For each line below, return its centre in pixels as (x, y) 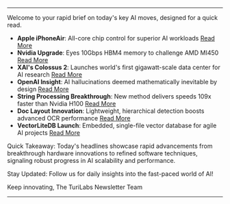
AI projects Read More (49, 133)
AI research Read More (49, 75)
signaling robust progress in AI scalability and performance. (91, 161)
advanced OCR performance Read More (74, 118)
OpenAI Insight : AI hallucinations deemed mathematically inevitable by (117, 82)
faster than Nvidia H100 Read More (66, 104)
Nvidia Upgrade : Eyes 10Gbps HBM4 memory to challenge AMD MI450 (118, 53)
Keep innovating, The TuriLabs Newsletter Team (75, 187)
